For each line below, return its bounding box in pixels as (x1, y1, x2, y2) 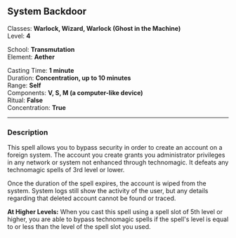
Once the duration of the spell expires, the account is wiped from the (7, 179, 206, 188)
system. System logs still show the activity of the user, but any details (7, 187, 209, 195)
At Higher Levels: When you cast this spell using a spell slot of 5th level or (7, 208, 223, 216)
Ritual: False (7, 96, 44, 104)
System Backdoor (7, 6, 86, 17)
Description (7, 127, 48, 137)
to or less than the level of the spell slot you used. (7, 223, 151, 231)
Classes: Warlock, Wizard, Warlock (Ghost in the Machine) (7, 24, 181, 32)
